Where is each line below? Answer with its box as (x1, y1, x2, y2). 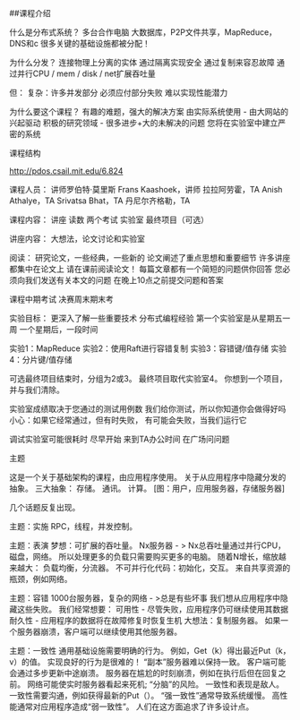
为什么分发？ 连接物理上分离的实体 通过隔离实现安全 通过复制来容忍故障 (9, 57, 275, 67)
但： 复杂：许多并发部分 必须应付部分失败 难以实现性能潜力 (9, 88, 228, 98)
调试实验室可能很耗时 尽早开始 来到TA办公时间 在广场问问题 (9, 433, 230, 444)
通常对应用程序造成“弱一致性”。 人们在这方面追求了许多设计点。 (16, 701, 254, 712)
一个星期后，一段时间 (19, 324, 99, 334)
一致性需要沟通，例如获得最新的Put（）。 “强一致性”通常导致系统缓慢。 (9, 690, 270, 700)
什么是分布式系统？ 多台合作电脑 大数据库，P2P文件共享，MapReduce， (9, 27, 278, 38)
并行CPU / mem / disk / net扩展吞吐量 (16, 68, 157, 79)
